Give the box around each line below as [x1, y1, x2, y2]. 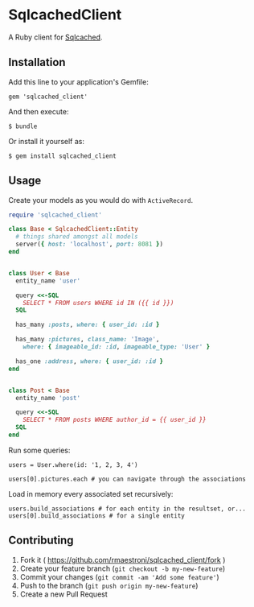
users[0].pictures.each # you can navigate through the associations [8, 475, 247, 483]
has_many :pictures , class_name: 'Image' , [15, 336, 160, 344]
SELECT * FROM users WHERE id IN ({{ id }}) [23, 299, 174, 307]
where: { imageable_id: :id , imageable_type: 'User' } [23, 343, 211, 351]
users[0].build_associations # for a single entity [8, 511, 185, 520]
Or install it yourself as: [8, 136, 84, 146]
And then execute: [8, 106, 69, 116]
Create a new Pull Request [19, 589, 109, 599]
